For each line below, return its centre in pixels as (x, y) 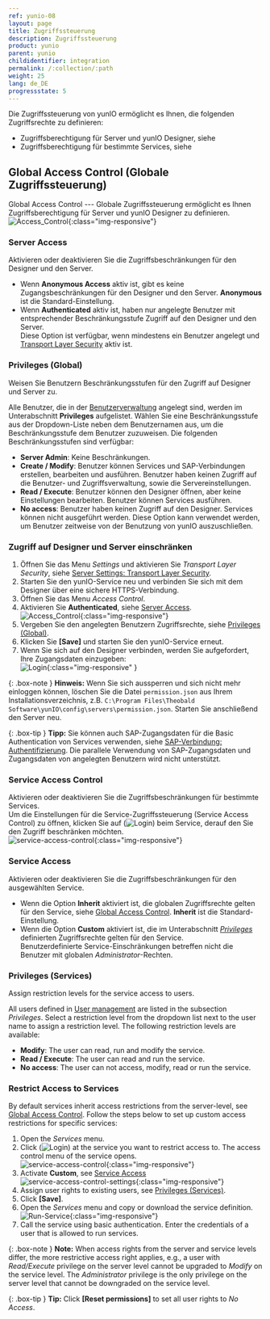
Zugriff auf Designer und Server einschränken (101, 546)
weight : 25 (27, 76)
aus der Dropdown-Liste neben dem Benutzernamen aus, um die (116, 424)
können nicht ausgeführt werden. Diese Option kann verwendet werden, (140, 517)
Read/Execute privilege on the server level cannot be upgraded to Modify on (135, 1266)
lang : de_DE (28, 83)
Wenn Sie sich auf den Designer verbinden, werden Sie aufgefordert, (135, 651)
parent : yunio (32, 53)
